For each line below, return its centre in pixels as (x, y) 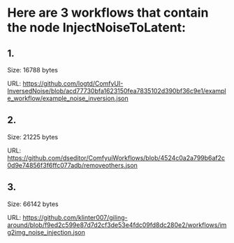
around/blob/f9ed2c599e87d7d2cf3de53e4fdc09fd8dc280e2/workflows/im (117, 225)
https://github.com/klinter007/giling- (75, 217)
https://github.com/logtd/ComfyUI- (73, 84)
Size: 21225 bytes (32, 136)
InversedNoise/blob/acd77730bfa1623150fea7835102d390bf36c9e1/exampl (117, 91)
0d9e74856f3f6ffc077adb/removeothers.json (73, 165)
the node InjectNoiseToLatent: (97, 28)
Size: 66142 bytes (33, 204)
